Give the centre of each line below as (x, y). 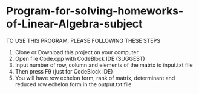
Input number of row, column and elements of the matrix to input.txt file (104, 65)
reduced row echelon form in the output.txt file (73, 84)
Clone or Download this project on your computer (77, 52)
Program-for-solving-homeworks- (95, 11)
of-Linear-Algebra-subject (75, 24)
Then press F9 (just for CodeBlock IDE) (64, 71)
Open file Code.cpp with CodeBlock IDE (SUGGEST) (80, 58)
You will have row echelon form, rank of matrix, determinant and (95, 78)
